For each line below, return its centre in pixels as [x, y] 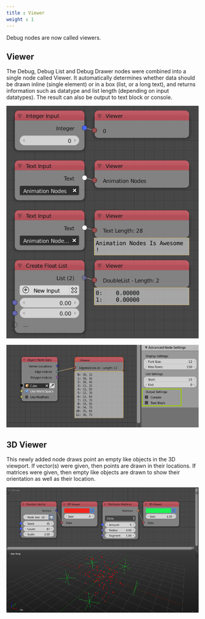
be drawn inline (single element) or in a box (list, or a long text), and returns [101, 84]
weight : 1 [20, 19]
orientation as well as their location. [51, 478]
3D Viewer [27, 445]
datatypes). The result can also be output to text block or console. [89, 97]
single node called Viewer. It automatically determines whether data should [101, 78]
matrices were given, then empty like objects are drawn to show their [93, 472]
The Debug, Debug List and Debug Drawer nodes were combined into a [96, 71]
